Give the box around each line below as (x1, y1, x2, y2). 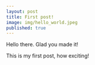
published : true (6, 25, 46, 31)
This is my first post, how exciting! (6, 52, 90, 59)
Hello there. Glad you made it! (6, 41, 78, 48)
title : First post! (6, 14, 54, 20)
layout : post (6, 8, 38, 15)
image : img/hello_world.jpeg (6, 19, 78, 25)
